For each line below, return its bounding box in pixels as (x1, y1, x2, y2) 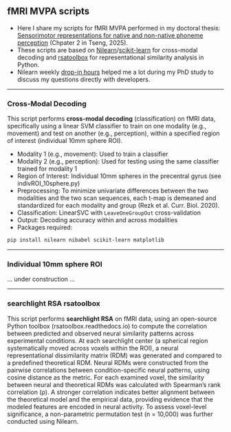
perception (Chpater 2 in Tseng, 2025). (16, 38, 129, 47)
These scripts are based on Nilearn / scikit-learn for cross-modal (16, 46, 198, 54)
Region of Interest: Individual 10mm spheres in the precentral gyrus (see (16, 172, 221, 180)
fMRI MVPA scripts (7, 6, 90, 17)
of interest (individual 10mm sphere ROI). (7, 137, 123, 145)
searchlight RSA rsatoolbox (7, 299, 101, 308)
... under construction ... (7, 275, 76, 284)
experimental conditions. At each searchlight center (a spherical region (7, 336, 208, 344)
